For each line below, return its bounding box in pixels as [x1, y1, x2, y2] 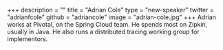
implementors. [7, 35, 48, 43]
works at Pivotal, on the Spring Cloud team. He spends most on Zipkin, [7, 21, 208, 28]
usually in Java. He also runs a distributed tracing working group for [7, 27, 200, 36]
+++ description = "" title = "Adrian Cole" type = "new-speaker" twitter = [7, 6, 215, 14]
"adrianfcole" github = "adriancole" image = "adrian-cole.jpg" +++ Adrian [7, 13, 217, 21]
